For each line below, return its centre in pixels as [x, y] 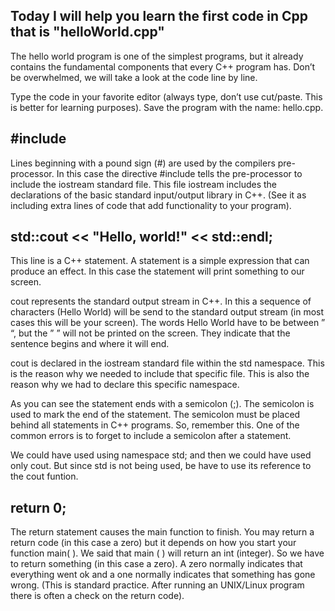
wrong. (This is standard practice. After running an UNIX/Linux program [157, 585]
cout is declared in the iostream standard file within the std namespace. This [167, 363]
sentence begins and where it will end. [90, 344]
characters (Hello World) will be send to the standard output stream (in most [167, 312]
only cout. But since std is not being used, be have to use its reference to [161, 466]
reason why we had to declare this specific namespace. [125, 385]
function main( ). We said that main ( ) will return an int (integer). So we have [167, 553]
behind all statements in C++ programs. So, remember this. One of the [155, 425]
